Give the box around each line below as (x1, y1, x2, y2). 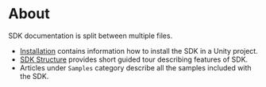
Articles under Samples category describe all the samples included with (19, 62, 252, 72)
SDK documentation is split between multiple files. (8, 31, 173, 40)
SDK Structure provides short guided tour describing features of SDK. (19, 55, 249, 64)
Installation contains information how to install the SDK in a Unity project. (19, 46, 258, 55)
